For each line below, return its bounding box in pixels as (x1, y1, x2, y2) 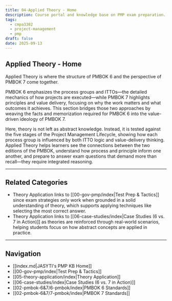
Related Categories (5, 178, 68, 187)
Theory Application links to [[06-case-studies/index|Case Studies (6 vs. (12, 213, 165, 220)
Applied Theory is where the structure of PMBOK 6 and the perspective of (5, 73, 162, 79)
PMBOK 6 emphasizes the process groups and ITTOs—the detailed (5, 89, 147, 95)
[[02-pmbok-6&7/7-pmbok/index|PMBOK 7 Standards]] (12, 290, 131, 296)
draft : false (5, 36, 33, 41)
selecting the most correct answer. (12, 208, 87, 214)
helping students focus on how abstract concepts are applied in (12, 224, 147, 230)
